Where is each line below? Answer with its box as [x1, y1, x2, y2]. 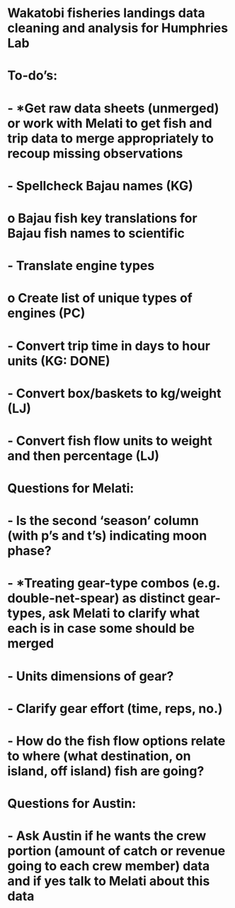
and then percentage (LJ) [7, 448, 160, 464]
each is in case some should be [7, 621, 195, 636]
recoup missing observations [7, 145, 183, 161]
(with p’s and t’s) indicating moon [7, 528, 207, 544]
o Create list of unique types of [7, 290, 193, 306]
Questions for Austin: [7, 796, 137, 812]
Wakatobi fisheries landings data [7, 5, 205, 21]
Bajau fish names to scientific [7, 225, 185, 241]
